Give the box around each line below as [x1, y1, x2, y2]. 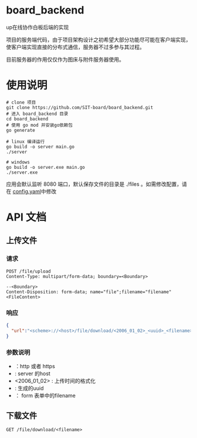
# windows [6, 159, 30, 165]
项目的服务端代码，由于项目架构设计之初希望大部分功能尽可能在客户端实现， [6, 36, 191, 43]
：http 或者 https [14, 362, 56, 369]
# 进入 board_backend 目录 [6, 111, 69, 117]
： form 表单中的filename [14, 392, 76, 399]
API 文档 [6, 210, 47, 224]
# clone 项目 [6, 99, 36, 106]
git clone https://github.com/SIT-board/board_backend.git [6, 104, 154, 110]
